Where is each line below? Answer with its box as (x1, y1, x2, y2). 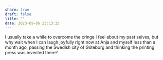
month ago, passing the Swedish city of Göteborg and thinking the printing (5, 44, 155, 50)
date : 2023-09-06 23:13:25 (5, 20, 60, 26)
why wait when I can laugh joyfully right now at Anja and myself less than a (5, 40, 156, 45)
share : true (5, 7, 29, 12)
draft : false (5, 12, 32, 17)
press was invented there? (5, 50, 58, 56)
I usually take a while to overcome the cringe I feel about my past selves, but (5, 34, 159, 40)
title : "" (5, 16, 25, 21)
